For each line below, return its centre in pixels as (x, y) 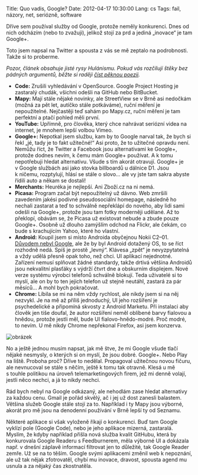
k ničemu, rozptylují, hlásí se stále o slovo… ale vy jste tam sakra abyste (102, 174)
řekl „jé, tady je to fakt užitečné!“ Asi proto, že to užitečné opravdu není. (102, 143)
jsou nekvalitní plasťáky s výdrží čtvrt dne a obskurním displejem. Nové (101, 269)
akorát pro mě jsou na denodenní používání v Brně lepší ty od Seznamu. (94, 410)
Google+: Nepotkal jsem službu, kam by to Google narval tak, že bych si (103, 136)
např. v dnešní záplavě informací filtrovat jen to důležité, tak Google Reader (98, 447)
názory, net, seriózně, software (44, 15)
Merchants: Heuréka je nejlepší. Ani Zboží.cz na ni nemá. (85, 187)
